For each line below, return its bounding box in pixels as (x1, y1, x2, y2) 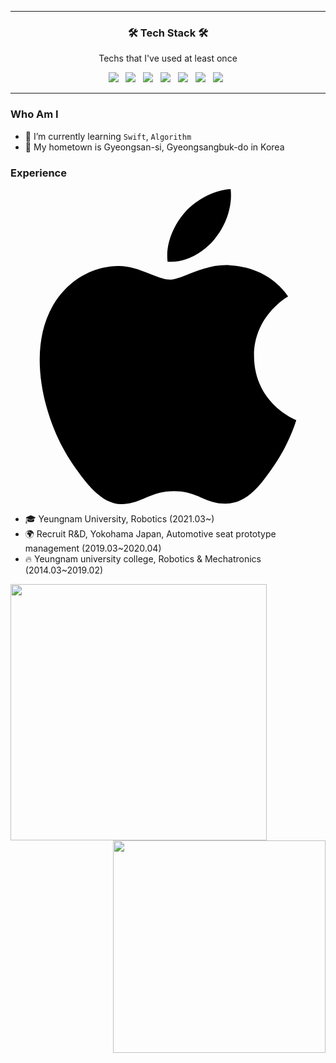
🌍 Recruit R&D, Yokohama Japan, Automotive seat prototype (24, 527, 277, 540)
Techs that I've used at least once (98, 52, 238, 65)
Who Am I (10, 107, 59, 121)
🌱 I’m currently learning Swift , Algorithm (24, 130, 192, 142)
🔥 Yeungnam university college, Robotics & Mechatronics (24, 552, 262, 565)
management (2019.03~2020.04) (24, 542, 162, 554)
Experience (10, 166, 67, 180)
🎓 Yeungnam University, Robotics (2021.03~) (24, 512, 215, 525)
